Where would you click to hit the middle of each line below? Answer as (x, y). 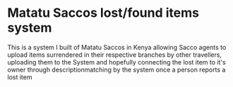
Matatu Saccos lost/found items (103, 13)
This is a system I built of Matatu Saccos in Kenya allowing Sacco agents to (117, 47)
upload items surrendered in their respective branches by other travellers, (115, 55)
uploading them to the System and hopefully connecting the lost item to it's (116, 62)
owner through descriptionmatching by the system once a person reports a (116, 69)
